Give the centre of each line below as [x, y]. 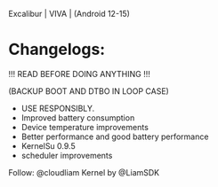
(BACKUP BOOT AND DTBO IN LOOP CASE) [89, 91]
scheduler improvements [67, 155]
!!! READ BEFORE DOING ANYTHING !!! [79, 74]
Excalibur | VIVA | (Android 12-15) [69, 14]
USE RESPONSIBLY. [58, 108]
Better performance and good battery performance [115, 136]
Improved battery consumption [78, 117]
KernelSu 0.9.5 [48, 145]
